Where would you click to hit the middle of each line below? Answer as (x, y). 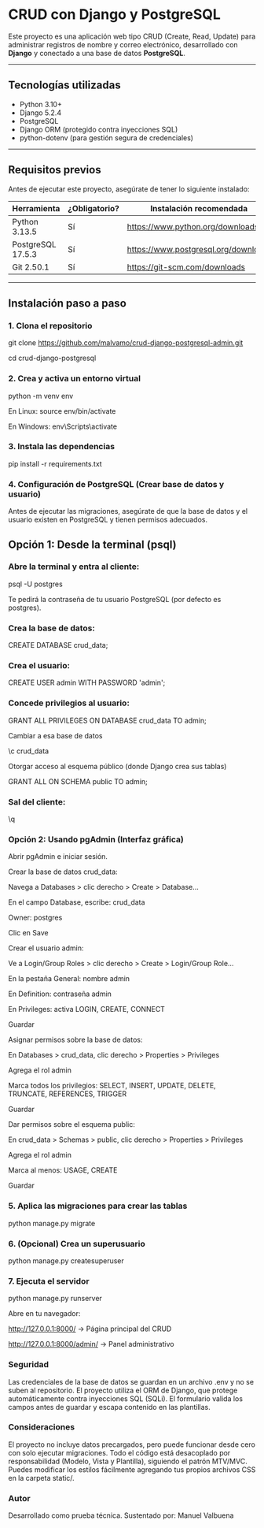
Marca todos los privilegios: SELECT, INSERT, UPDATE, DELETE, (112, 1086)
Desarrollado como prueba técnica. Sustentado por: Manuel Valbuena (121, 1515)
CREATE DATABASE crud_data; (58, 645)
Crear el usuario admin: (46, 948)
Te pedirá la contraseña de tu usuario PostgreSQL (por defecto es (115, 599)
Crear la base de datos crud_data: (63, 872)
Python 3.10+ (41, 104)
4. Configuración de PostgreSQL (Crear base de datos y (116, 484)
